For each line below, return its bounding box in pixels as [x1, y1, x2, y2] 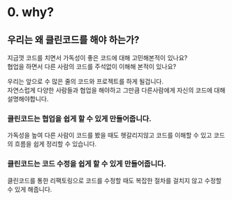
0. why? [7, 4, 55, 20]
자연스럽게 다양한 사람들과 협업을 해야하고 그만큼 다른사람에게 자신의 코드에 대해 [7, 86, 226, 94]
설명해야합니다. [7, 95, 49, 103]
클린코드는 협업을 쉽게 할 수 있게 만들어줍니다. [7, 113, 152, 123]
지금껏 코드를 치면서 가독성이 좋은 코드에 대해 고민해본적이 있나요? [7, 54, 188, 62]
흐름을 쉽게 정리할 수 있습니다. [14, 140, 97, 148]
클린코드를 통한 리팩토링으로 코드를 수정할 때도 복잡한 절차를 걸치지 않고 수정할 [7, 176, 222, 185]
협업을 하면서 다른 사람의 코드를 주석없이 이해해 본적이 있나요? [7, 62, 177, 71]
